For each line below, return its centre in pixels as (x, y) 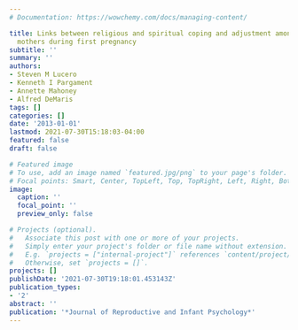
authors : (25, 66)
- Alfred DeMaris (41, 99)
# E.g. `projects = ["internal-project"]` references (114, 254)
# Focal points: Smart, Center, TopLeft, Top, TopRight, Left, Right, (142, 181)
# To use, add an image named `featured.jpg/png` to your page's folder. (149, 173)
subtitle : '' (33, 50)
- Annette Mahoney (43, 91)
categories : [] (37, 116)
